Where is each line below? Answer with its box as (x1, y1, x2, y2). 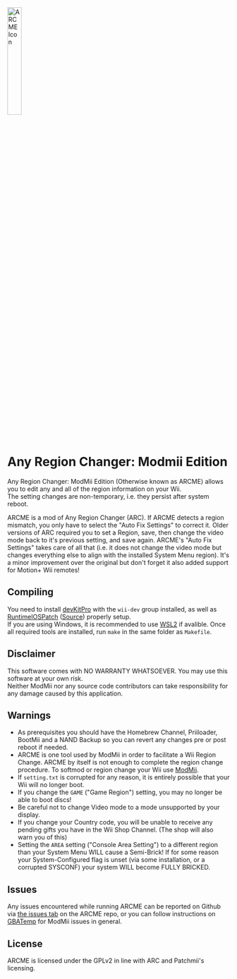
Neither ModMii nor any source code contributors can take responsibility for (7, 681, 229, 690)
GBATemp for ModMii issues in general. (7, 917, 122, 926)
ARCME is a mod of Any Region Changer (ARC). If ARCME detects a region (7, 513, 224, 521)
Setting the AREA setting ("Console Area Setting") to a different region (17, 841, 219, 849)
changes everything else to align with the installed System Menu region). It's (7, 550, 230, 559)
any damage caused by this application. (7, 689, 123, 698)
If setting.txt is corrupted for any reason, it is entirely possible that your (17, 773, 231, 782)
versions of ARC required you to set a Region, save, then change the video (7, 528, 224, 537)
